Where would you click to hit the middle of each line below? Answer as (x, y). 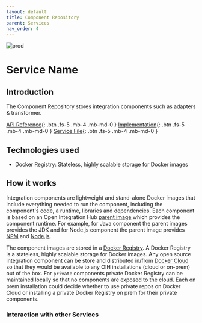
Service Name (42, 70)
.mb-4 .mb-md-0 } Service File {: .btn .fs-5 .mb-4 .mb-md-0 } (82, 131)
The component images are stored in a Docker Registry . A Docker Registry (99, 248)
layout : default (26, 12)
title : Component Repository (43, 17)
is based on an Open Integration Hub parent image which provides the (93, 217)
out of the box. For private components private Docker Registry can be (95, 273)
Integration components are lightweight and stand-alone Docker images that (101, 198)
